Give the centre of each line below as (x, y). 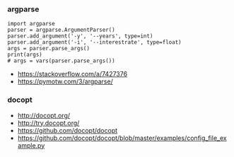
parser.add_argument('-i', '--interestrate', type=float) (94, 42)
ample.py (31, 145)
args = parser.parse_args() (49, 49)
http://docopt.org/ (44, 115)
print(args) (25, 55)
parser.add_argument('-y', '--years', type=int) (80, 36)
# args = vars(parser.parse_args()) (61, 61)
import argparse (31, 24)
